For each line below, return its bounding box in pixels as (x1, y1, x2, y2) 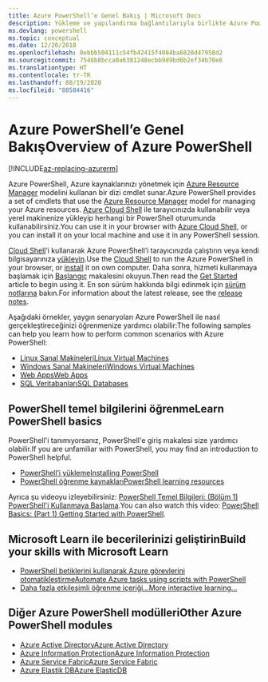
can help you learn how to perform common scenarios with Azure (8, 329, 224, 339)
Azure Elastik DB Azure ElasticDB (19, 665, 128, 675)
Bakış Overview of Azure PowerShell (8, 138, 253, 156)
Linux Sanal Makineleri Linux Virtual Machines (19, 353, 169, 363)
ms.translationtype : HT (8, 64, 88, 72)
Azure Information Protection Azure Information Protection (19, 648, 210, 658)
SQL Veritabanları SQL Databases (19, 379, 129, 389)
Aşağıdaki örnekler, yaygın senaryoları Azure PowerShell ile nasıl (8, 313, 221, 322)
